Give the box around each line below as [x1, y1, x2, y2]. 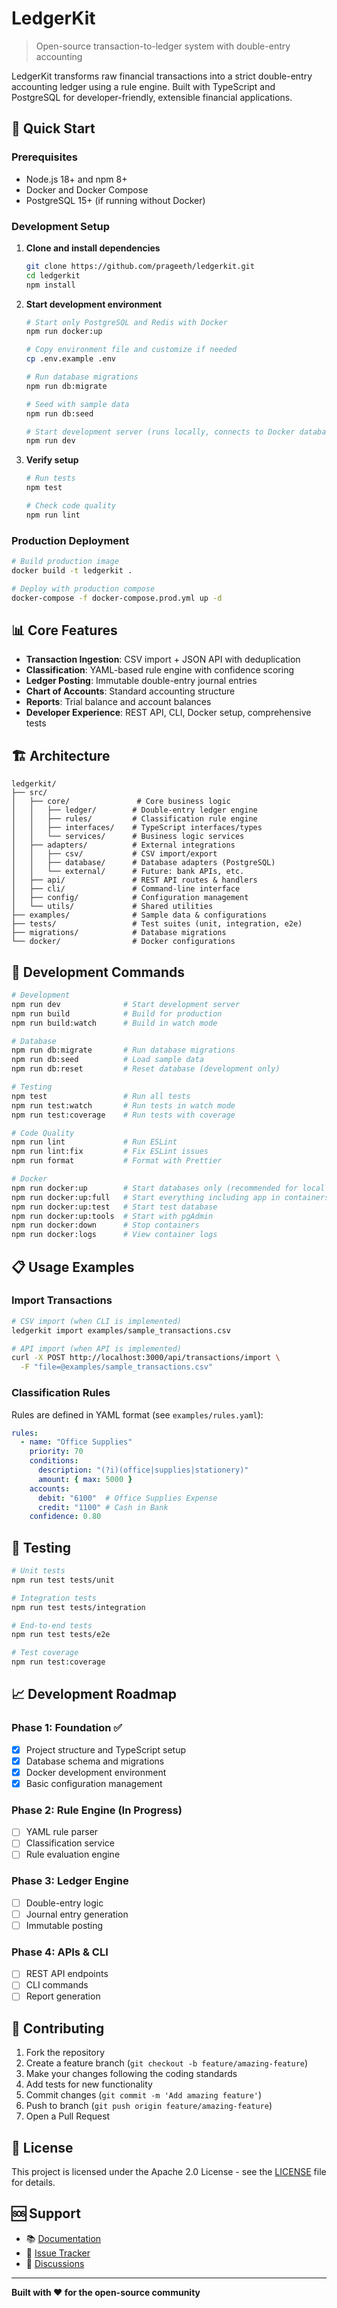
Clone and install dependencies [25, 242, 161, 254]
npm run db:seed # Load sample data [11, 1055, 204, 1065]
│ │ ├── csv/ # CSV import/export [11, 849, 218, 859]
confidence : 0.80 [29, 1512, 102, 1522]
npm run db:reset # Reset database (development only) [11, 1064, 281, 1074]
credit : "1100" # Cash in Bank [37, 1502, 169, 1512]
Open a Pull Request [25, 2110, 111, 2122]
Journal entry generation [25, 1908, 129, 1920]
